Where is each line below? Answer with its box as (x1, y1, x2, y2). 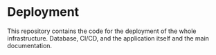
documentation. (7, 41, 53, 49)
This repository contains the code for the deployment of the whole (7, 27, 197, 35)
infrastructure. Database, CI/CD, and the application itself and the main (7, 34, 210, 42)
